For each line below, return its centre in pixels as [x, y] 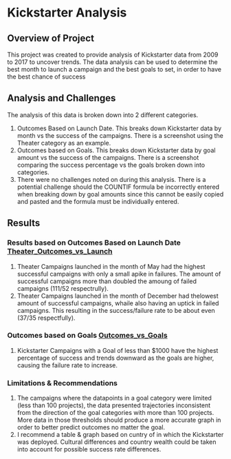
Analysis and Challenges [62, 98]
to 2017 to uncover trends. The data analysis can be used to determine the [112, 62]
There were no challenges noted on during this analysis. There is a [111, 179]
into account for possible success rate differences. [89, 449]
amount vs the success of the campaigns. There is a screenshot [108, 157]
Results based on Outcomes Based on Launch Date [94, 243]
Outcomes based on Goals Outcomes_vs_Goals [87, 336]
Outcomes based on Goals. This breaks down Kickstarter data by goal [116, 150]
